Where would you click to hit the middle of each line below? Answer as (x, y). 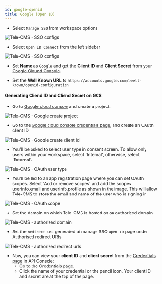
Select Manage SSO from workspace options (55, 28)
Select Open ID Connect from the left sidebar (56, 47)
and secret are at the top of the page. (57, 276)
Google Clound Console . (37, 71)
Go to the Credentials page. (47, 266)
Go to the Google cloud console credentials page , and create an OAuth (83, 125)
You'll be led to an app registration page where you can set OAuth (78, 178)
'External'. (22, 160)
